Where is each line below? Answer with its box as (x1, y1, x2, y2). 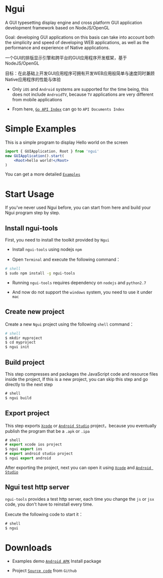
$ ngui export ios (5, 446, 42, 452)
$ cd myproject (5, 340, 36, 345)
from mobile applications (12, 96, 62, 102)
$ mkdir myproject (5, 335, 42, 340)
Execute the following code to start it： (5, 511, 83, 517)
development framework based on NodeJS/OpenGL (5, 24, 110, 30)
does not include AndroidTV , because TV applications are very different (12, 91, 154, 97)
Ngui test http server (5, 483, 70, 491)
